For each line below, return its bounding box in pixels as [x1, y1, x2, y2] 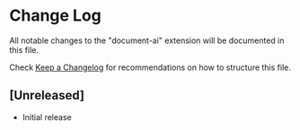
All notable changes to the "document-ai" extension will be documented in [9, 35, 285, 46]
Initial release [22, 111, 72, 122]
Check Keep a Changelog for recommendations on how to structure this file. [9, 62, 292, 73]
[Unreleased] [9, 88, 85, 103]
